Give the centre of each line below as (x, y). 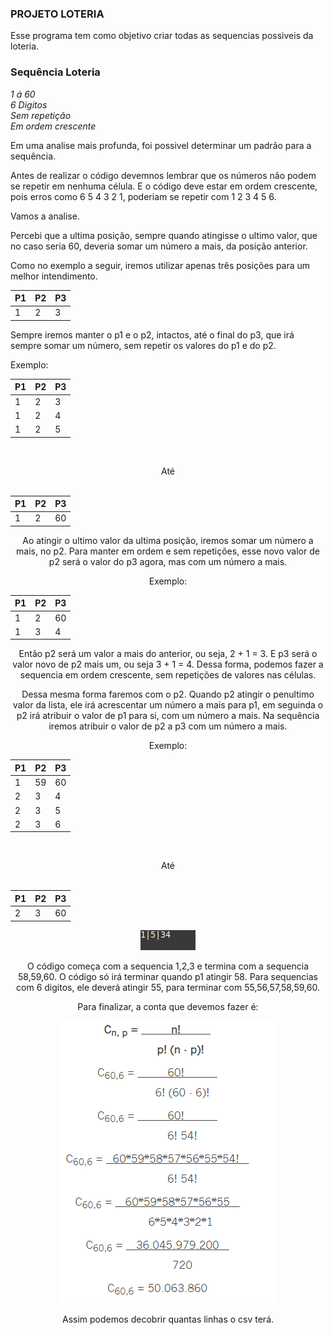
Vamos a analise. (45, 216)
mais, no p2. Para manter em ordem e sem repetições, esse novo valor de (168, 551)
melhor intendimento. (54, 276)
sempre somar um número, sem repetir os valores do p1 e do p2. (143, 345)
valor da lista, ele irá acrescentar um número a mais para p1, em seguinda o (168, 705)
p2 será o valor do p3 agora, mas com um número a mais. (168, 561)
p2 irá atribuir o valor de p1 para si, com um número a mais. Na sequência (168, 716)
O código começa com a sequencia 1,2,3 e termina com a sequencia (168, 966)
